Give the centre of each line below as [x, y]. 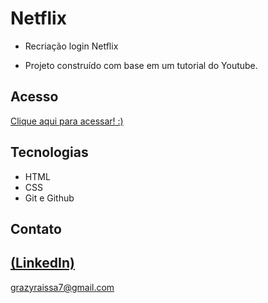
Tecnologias [49, 152]
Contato [36, 228]
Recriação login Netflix [71, 46]
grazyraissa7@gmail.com [62, 287]
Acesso [34, 97]
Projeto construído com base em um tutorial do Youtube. [141, 65]
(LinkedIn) [42, 263]
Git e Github [49, 198]
